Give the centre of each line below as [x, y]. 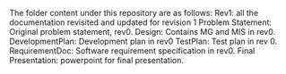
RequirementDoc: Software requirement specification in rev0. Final [132, 51]
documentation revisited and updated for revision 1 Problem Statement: [140, 22]
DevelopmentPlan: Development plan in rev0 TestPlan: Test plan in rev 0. [143, 41]
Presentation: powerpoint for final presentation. [96, 60]
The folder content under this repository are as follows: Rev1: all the [134, 13]
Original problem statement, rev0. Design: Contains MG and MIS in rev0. [143, 32]
